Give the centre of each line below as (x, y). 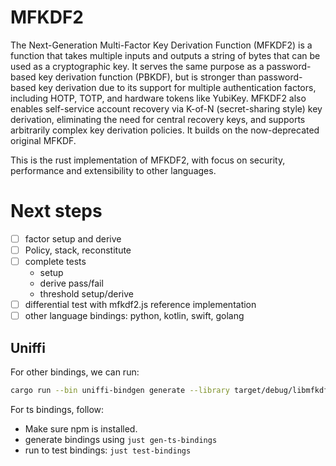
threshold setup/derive (86, 294)
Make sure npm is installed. (81, 428)
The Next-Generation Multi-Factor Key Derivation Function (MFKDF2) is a (161, 45)
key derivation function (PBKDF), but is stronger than (147, 77)
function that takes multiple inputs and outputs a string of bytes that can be (165, 55)
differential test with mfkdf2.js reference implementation (140, 305)
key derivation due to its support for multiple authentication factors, (177, 87)
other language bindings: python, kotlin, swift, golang (134, 316)
